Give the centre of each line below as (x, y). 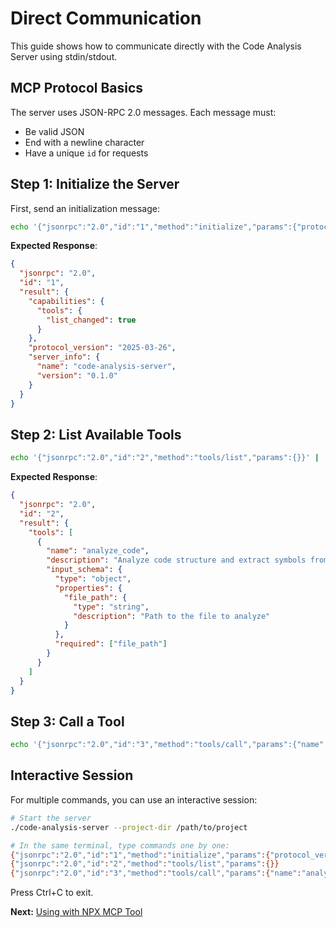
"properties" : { (88, 588)
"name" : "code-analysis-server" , (106, 367)
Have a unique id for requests (86, 153)
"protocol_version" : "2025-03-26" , (102, 348)
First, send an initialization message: (85, 208)
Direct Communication (106, 18)
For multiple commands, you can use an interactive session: (134, 799)
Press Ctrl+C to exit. (52, 893)
